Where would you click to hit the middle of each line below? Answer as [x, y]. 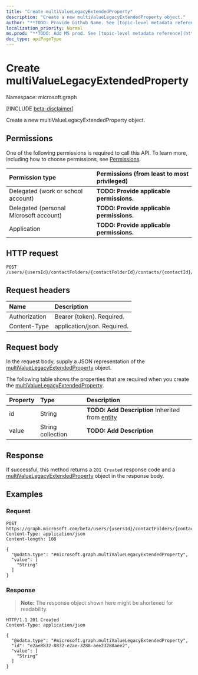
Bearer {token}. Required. [90, 317]
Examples [24, 495]
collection [54, 435]
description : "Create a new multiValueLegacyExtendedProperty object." [96, 17]
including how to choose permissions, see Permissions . [74, 159]
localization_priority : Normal [44, 28]
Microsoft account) [36, 215]
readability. [34, 609]
